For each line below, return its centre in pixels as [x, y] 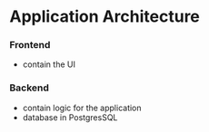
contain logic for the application [82, 108]
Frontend [30, 45]
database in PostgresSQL [70, 117]
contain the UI [49, 64]
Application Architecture [104, 17]
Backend [30, 88]
